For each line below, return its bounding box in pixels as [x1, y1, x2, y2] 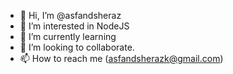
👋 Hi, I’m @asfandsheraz [19, 10, 122, 21]
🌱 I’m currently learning [19, 31, 117, 42]
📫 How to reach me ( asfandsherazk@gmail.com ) [19, 53, 224, 64]
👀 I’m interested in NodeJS [19, 20, 130, 32]
